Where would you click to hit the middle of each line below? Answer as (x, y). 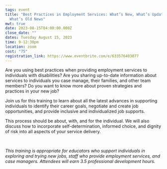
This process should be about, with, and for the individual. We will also (77, 121)
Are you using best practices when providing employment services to (76, 70)
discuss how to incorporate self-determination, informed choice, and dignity (83, 126)
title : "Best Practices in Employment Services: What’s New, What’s (78, 14)
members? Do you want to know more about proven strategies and (74, 86)
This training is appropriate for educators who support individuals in (75, 151)
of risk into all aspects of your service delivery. (53, 132)
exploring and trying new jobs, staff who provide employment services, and (83, 156)
